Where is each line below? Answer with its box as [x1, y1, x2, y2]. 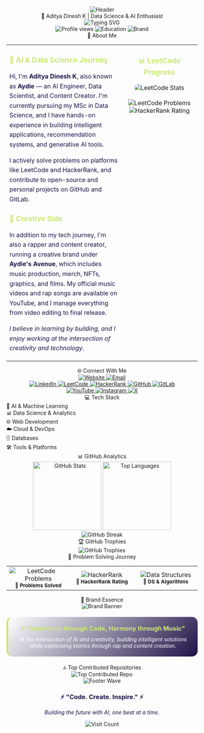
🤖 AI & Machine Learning [6, 402, 69, 410]
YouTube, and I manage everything [9, 298, 109, 307]
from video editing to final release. [9, 309, 107, 317]
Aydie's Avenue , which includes [9, 260, 102, 268]
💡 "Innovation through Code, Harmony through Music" [21, 624, 185, 633]
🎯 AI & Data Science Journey [9, 55, 109, 65]
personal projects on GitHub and [9, 185, 102, 194]
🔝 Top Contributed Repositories [63, 664, 141, 671]
